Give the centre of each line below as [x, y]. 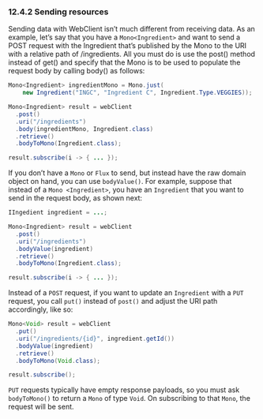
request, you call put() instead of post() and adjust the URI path [113, 301]
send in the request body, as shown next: [75, 198]
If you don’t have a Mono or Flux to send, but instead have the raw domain [127, 173]
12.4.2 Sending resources [58, 12]
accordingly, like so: [41, 309]
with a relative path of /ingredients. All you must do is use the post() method [131, 54]
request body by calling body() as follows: [77, 71]
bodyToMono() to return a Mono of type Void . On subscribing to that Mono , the [130, 398]
